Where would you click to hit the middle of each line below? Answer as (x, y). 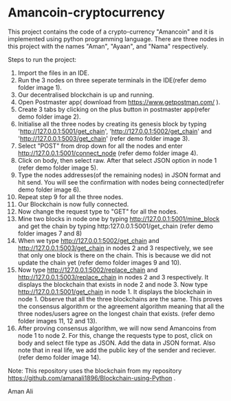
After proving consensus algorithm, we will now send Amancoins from (117, 328)
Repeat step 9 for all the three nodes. (70, 196)
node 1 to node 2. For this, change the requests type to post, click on (115, 335)
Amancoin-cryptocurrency (87, 13)
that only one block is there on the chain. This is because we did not (114, 255)
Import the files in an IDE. (54, 73)
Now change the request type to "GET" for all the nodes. (98, 211)
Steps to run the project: (42, 59)
